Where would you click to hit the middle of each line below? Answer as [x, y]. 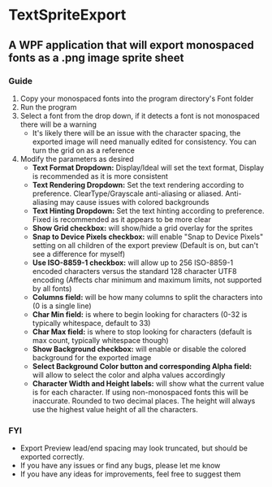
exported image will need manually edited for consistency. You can [145, 141]
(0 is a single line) [62, 306]
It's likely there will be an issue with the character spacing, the [136, 133]
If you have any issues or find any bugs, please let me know [120, 466]
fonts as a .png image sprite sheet [96, 57]
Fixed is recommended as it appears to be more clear [121, 219]
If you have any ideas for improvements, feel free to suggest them [130, 474]
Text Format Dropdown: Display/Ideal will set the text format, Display [148, 167]
